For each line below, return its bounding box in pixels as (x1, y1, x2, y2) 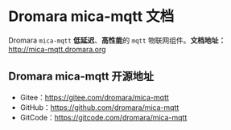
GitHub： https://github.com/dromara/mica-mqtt (19, 102, 179, 112)
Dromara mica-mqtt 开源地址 (8, 70, 155, 83)
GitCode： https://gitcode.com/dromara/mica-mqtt (19, 112, 188, 122)
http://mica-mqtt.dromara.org (8, 44, 106, 54)
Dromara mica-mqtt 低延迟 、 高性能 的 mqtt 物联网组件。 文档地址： (8, 35, 226, 45)
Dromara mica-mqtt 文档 (8, 7, 175, 26)
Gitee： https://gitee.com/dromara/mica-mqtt (19, 92, 169, 102)
